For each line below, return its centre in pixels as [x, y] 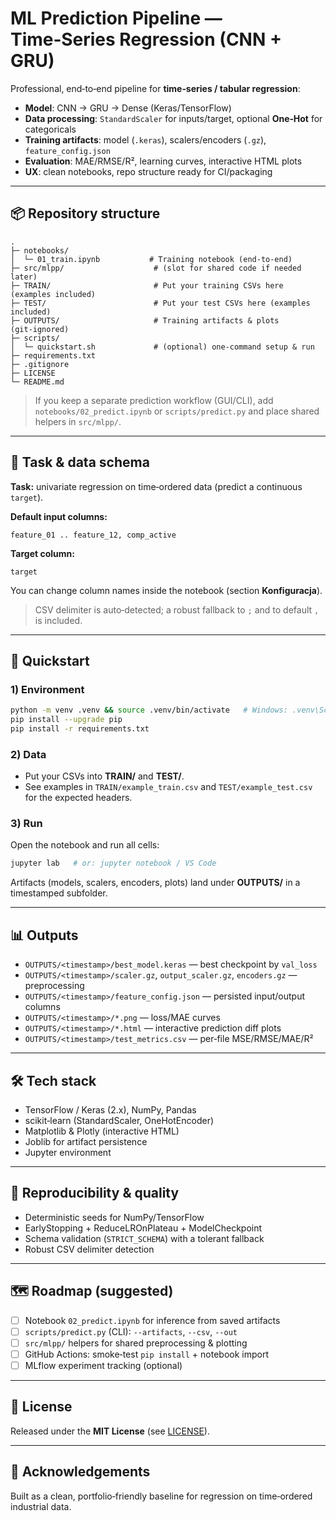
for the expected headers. [78, 798]
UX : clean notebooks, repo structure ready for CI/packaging [148, 171]
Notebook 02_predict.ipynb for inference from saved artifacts [152, 1320]
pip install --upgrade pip [66, 720]
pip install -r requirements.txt [80, 729]
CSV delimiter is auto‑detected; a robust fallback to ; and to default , [177, 609]
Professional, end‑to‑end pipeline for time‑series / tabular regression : [155, 88]
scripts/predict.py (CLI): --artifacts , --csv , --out [131, 1331]
